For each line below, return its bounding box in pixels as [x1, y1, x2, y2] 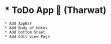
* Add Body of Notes [5, 25, 48, 30]
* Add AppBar [5, 21, 32, 26]
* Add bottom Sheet [5, 29, 46, 34]
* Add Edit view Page [5, 34, 50, 39]
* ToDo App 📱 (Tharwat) [5, 4, 106, 16]
